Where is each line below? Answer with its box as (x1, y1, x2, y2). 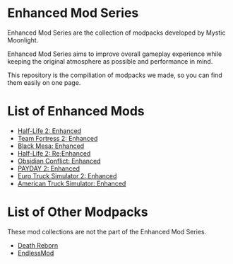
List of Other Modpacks (7, 204, 148, 220)
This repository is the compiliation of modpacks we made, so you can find (7, 71, 222, 79)
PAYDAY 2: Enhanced (17, 164, 80, 173)
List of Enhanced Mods (7, 103, 145, 120)
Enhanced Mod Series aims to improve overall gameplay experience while (7, 50, 222, 58)
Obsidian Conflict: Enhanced (17, 156, 101, 165)
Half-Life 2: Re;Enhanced (17, 149, 91, 157)
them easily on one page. (7, 78, 81, 86)
